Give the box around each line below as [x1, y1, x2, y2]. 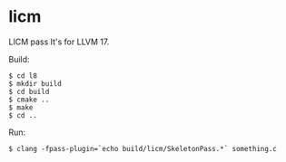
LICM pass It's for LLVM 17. [8, 36, 110, 47]
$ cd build [8, 87, 50, 96]
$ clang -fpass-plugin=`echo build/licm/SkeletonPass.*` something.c [8, 144, 278, 153]
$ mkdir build [8, 79, 63, 88]
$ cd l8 [8, 71, 38, 81]
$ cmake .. [8, 95, 50, 104]
